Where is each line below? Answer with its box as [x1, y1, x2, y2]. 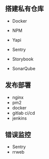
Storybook [12, 56, 34, 62]
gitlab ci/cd [12, 110, 35, 116]
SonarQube [12, 65, 36, 71]
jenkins [12, 115, 27, 121]
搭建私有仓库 [5, 4, 44, 13]
